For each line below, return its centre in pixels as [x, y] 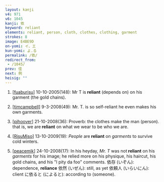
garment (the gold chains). [39, 97]
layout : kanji [20, 10]
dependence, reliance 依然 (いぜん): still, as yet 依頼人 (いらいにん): [81, 168]
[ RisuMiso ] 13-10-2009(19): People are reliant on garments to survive [82, 136]
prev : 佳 [14, 69]
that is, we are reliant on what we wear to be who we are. [70, 127]
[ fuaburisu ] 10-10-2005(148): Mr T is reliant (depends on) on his [77, 92]
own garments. [27, 112]
